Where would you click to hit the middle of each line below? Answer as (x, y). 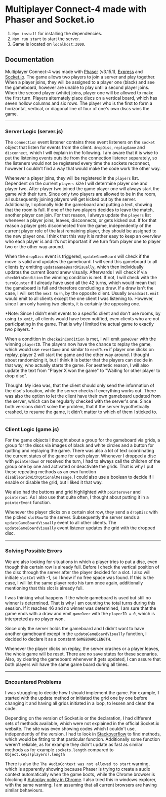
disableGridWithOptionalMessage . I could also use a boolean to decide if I (80, 477)
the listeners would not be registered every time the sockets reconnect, (78, 163)
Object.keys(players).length (35, 754)
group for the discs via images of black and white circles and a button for (80, 445)
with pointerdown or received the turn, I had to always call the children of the (83, 461)
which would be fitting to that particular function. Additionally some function (83, 739)
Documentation (30, 60)
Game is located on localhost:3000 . (49, 44)
